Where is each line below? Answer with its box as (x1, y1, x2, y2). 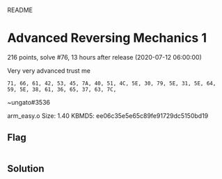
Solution (7, 163, 45, 175)
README (7, 6, 33, 14)
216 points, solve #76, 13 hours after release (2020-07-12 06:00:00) (7, 53, 202, 61)
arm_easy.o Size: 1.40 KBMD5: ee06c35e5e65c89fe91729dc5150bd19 (7, 111, 209, 120)
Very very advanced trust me (7, 66, 91, 75)
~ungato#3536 (7, 98, 51, 106)
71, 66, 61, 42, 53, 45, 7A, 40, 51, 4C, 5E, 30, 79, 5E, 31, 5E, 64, (7, 80, 216, 87)
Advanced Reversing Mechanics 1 (7, 31, 207, 46)
